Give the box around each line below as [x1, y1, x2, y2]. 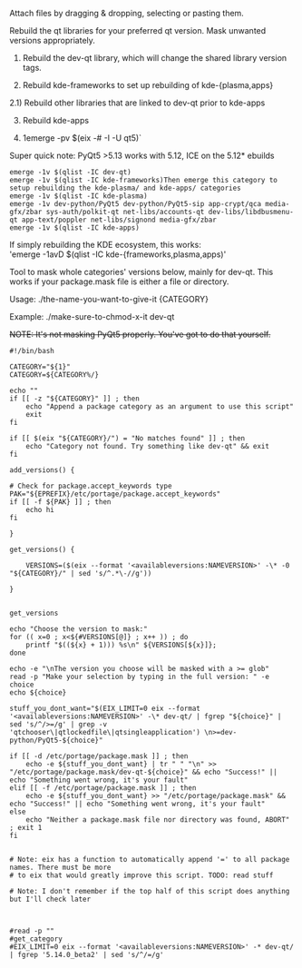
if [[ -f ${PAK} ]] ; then [9, 498, 112, 507]
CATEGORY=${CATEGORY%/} [9, 370, 100, 380]
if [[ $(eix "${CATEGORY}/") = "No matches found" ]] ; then [9, 434, 246, 443]
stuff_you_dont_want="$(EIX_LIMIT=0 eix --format [9, 704, 201, 713]
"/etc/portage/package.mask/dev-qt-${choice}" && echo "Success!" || [9, 767, 278, 776]
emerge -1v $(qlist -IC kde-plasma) [9, 192, 148, 201]
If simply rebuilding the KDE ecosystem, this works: [9, 240, 201, 250]
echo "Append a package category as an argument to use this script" [25, 402, 295, 411]
